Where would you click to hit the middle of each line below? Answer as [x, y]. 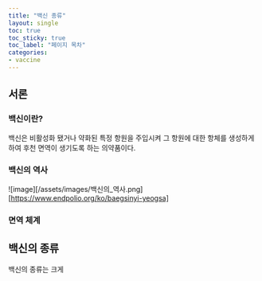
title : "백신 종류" [37, 16]
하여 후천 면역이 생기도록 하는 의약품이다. [72, 147]
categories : [28, 53]
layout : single [33, 23]
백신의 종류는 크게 [36, 269]
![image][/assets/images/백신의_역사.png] [76, 189]
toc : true [25, 30]
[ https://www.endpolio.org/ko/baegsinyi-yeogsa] [89, 198]
